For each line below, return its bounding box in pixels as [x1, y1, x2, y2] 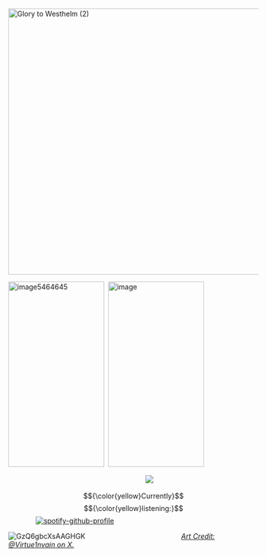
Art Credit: [180, 532, 215, 540]
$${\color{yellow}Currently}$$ [83, 491, 184, 501]
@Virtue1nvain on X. [8, 540, 75, 549]
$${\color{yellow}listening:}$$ [83, 504, 184, 513]
